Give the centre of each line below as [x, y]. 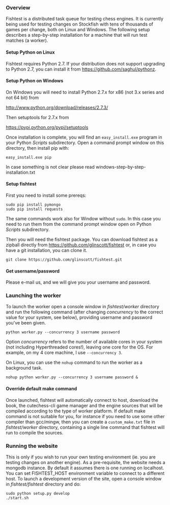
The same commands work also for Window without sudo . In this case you [83, 218]
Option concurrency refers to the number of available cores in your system [84, 342]
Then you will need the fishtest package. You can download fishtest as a [82, 239]
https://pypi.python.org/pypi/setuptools [47, 127]
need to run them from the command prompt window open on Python [79, 224]
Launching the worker [34, 295]
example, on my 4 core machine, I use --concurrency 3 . [64, 353]
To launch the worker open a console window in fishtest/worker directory [82, 307]
